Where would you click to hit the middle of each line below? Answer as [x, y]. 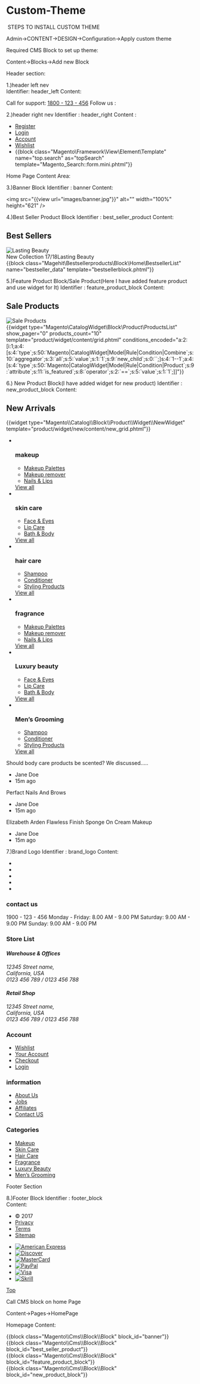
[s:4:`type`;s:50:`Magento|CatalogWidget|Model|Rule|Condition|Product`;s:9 [100, 365]
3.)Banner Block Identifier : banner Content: [60, 187]
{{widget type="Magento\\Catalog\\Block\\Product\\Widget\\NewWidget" [96, 423]
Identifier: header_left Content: [44, 91]
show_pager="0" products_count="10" [54, 333]
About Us [27, 1095]
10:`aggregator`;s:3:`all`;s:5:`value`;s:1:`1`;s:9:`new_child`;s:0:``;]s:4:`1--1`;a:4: [100, 359]
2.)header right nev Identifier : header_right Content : [71, 114]
